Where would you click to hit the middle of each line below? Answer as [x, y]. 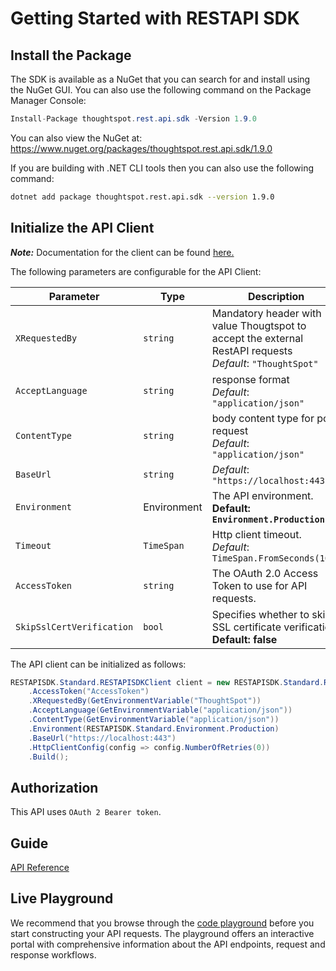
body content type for [263, 418]
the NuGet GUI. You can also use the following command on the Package [161, 90]
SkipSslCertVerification [74, 626]
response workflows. [53, 954]
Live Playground [62, 898]
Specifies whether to [260, 614]
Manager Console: [48, 100]
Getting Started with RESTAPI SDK [155, 18]
